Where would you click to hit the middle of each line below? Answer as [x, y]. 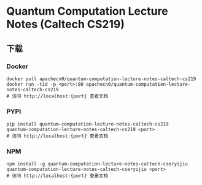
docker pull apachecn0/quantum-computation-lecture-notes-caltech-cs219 [101, 79]
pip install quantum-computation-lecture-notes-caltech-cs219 [87, 124]
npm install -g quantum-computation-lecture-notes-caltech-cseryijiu [97, 164]
